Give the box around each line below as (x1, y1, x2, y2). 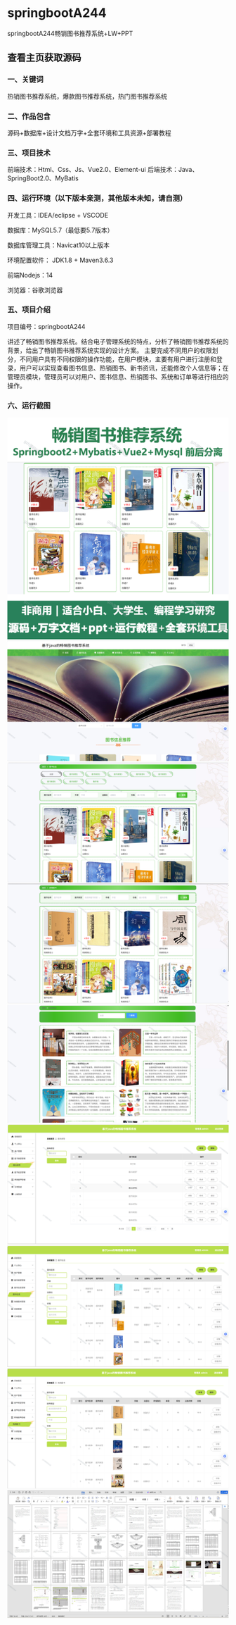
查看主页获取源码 (7, 51, 81, 64)
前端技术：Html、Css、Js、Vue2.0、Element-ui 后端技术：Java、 (7, 166, 199, 174)
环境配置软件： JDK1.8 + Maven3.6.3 (7, 256, 114, 264)
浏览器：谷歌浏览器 (7, 285, 63, 294)
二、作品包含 (7, 111, 51, 121)
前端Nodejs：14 (7, 270, 53, 279)
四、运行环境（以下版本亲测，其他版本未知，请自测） (7, 194, 188, 204)
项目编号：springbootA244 (7, 322, 86, 330)
